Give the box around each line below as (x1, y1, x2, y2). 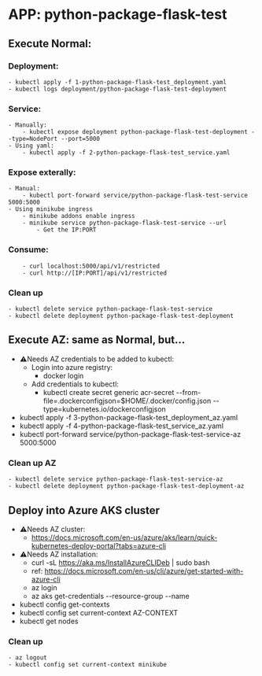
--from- (175, 387, 201, 397)
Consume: (8, 244, 49, 255)
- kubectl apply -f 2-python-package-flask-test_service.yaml (22, 149, 231, 157)
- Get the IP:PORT (36, 226, 97, 234)
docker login (42, 371, 84, 380)
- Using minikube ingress (8, 205, 93, 213)
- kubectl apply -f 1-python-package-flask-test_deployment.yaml (8, 78, 227, 86)
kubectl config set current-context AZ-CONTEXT (19, 608, 179, 617)
